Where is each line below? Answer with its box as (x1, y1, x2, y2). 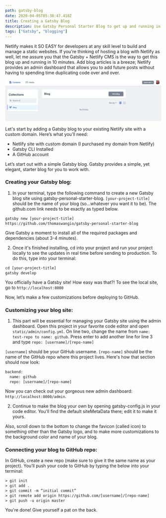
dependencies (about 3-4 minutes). (5, 235, 78, 241)
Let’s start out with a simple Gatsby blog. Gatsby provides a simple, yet (5, 161, 150, 167)
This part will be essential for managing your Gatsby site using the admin (12, 318, 161, 324)
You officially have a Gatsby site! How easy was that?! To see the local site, (5, 279, 159, 285)
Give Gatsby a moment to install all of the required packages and (5, 229, 137, 236)
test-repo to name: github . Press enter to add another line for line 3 (12, 334, 153, 340)
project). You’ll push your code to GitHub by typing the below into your (5, 463, 150, 469)
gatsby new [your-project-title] (5, 216, 74, 221)
